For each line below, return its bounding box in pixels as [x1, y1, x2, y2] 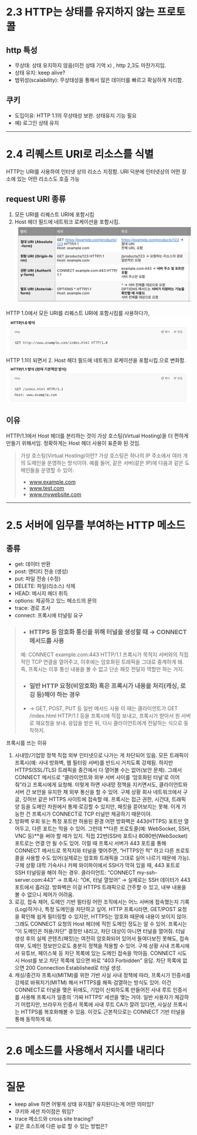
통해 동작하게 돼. [14, 1015, 53, 1023]
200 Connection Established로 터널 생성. [25, 964, 122, 971]
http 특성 [6, 45, 38, 55]
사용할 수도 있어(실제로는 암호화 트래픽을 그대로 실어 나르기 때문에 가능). [25, 854, 191, 862]
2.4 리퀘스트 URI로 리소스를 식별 [6, 148, 154, 161]
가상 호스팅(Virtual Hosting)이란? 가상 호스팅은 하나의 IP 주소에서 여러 [20, 452, 182, 459]
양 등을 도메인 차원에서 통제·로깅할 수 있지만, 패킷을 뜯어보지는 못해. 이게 [14, 803, 181, 810]
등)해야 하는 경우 [36, 691, 80, 699]
